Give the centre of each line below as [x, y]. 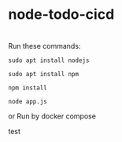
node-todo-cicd [61, 15]
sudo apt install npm [44, 75]
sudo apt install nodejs [49, 60]
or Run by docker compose [52, 116]
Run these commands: [44, 46]
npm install [28, 88]
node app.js [28, 102]
